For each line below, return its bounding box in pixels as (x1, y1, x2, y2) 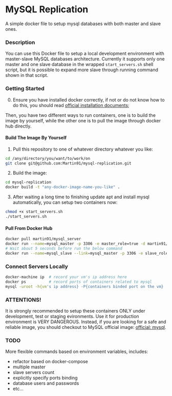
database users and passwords (12, 380, 79, 386)
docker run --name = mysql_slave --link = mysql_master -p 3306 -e (5, 251, 143, 256)
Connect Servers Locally (5, 263, 68, 270)
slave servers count (12, 369, 55, 376)
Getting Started (5, 85, 45, 92)
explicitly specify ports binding (12, 375, 78, 381)
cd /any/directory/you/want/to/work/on (5, 156, 91, 161)
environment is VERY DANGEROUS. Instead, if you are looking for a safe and (5, 319, 166, 325)
